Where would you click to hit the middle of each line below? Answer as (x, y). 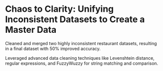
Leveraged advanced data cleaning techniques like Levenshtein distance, (80, 58)
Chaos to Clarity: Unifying (60, 9)
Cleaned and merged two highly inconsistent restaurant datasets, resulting (81, 43)
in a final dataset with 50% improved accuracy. (53, 48)
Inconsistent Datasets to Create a (75, 19)
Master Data (31, 30)
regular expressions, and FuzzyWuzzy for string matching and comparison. (82, 63)
